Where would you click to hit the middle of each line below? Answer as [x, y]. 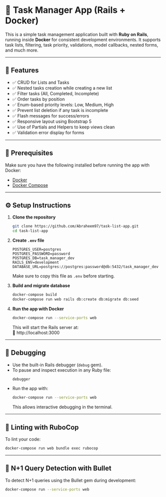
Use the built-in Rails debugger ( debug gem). [57, 365]
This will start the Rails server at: [45, 327]
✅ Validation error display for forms [48, 132]
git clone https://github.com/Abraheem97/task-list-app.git [75, 226]
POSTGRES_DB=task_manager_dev [43, 258]
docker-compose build [34, 295]
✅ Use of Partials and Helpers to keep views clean [63, 127]
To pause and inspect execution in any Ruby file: [62, 370]
